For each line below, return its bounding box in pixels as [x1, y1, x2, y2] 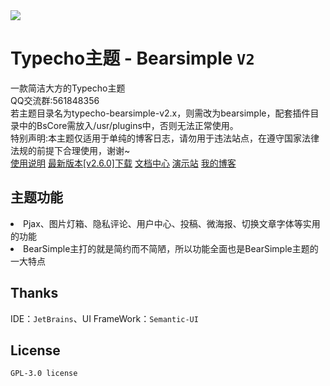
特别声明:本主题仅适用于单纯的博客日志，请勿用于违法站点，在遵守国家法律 [10, 132, 320, 144]
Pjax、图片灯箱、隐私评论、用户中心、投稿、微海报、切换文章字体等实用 [23, 217, 321, 229]
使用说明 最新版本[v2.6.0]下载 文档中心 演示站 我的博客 [10, 157, 237, 169]
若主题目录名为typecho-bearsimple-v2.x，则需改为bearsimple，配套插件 [10, 107, 311, 119]
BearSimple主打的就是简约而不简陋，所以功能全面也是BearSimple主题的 [23, 242, 319, 254]
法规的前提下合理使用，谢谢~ [10, 144, 131, 156]
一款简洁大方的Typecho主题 [10, 82, 126, 94]
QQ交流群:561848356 [10, 94, 100, 106]
